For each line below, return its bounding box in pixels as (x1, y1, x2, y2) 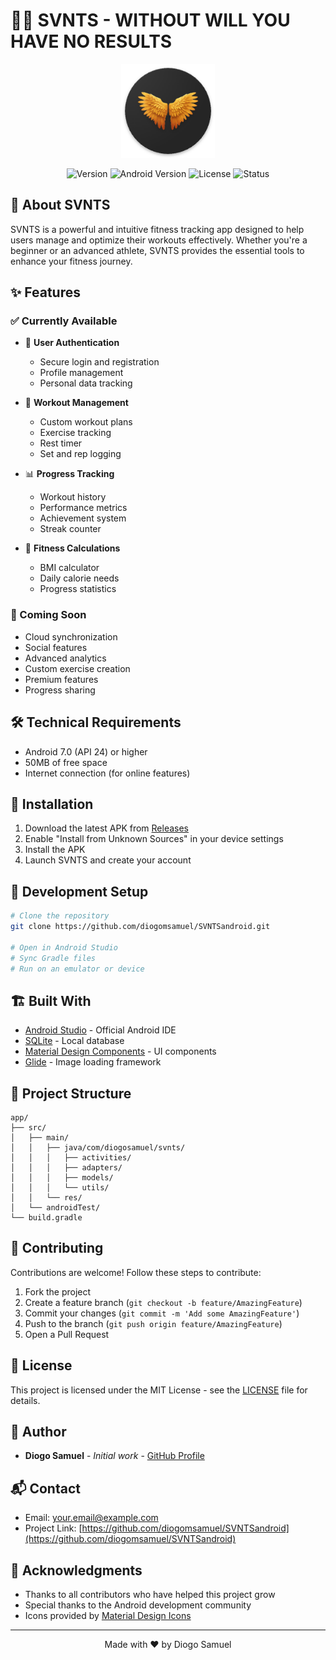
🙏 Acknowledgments (10, 1562, 143, 1579)
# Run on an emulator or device (10, 964, 145, 974)
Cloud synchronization (24, 630, 118, 643)
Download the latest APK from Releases (24, 822, 190, 834)
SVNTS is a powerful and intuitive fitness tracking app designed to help (10, 223, 305, 235)
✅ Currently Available (10, 314, 118, 328)
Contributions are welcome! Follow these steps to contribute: (10, 1266, 262, 1278)
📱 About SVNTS (10, 197, 111, 214)
